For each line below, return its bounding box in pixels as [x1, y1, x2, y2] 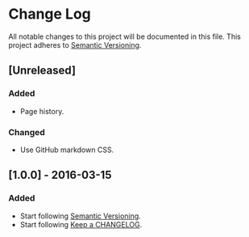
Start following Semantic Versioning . [19, 211, 141, 221]
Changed [8, 126, 46, 138]
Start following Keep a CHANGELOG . [19, 219, 143, 229]
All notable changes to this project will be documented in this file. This [8, 32, 242, 41]
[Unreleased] [8, 64, 77, 78]
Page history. [19, 106, 64, 116]
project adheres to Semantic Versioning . [8, 40, 142, 49]
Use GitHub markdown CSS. [19, 145, 114, 154]
